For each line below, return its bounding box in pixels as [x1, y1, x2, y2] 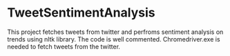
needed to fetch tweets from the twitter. [7, 42, 121, 50]
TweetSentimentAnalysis [7, 5, 155, 21]
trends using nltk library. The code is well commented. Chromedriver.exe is [7, 35, 220, 43]
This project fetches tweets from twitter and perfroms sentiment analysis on [7, 28, 224, 36]
